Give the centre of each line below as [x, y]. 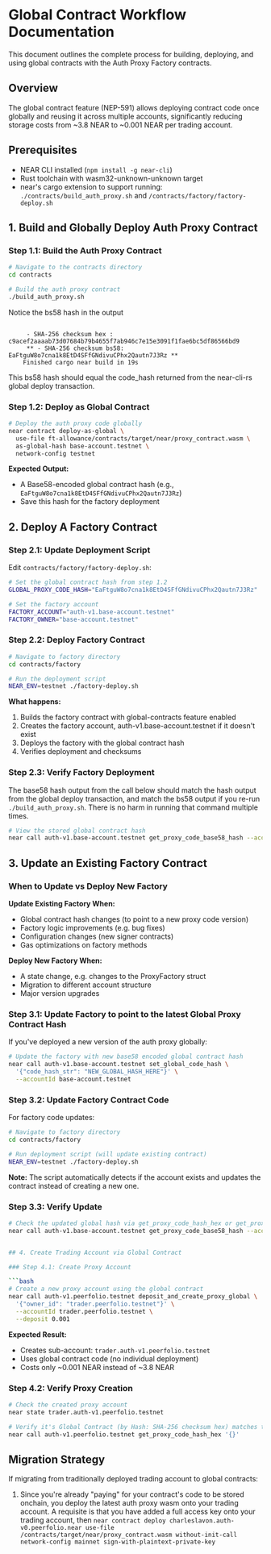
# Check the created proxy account [68, 1405]
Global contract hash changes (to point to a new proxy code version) [134, 919]
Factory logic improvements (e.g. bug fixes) [92, 928]
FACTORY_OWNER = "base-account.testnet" [73, 619]
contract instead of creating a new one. [74, 1185]
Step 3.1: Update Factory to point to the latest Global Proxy [125, 1014]
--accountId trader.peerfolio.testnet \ [84, 1311]
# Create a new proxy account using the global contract [106, 1289]
